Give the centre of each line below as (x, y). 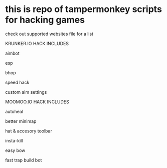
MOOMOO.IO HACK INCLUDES (37, 102)
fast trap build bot (24, 160)
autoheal (14, 111)
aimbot (13, 53)
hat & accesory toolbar (29, 131)
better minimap (21, 121)
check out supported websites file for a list (49, 34)
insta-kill (14, 140)
